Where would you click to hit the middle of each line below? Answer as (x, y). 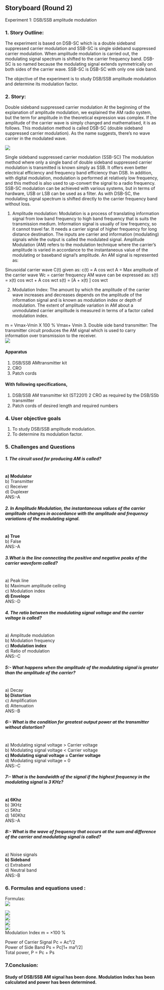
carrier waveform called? (31, 563)
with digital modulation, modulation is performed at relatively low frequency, (82, 178)
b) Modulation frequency (30, 640)
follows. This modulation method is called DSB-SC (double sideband (74, 128)
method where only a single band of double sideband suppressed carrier (79, 162)
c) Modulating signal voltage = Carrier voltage (53, 755)
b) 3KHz (13, 805)
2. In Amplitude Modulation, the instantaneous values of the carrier (75, 508)
